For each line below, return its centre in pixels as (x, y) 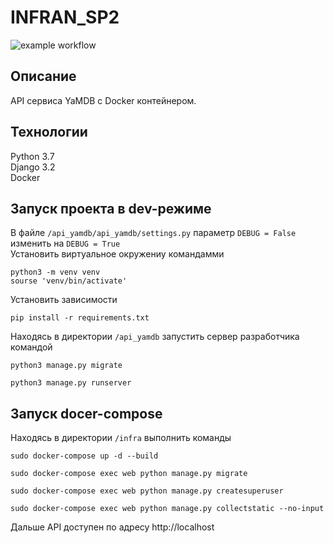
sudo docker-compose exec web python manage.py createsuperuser (147, 491)
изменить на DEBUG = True (65, 243)
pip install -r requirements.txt (80, 318)
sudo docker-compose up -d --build (84, 456)
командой (31, 347)
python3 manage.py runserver (71, 383)
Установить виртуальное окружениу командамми (117, 254)
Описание (43, 76)
